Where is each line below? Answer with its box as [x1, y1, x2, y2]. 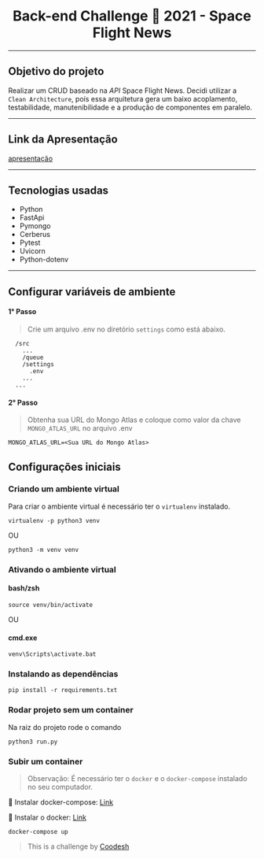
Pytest [19, 238, 41, 247]
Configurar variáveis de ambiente [8, 285, 176, 298]
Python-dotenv [19, 255, 69, 265]
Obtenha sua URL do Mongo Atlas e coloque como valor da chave [27, 415, 241, 424]
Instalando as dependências [8, 668, 119, 679]
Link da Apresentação [8, 133, 118, 146]
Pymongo [19, 221, 51, 231]
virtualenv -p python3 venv [8, 517, 101, 524]
